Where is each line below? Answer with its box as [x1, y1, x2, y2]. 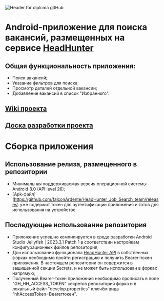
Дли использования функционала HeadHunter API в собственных [12, 249, 149, 255]
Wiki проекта [5, 105, 47, 113]
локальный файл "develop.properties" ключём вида [12, 286, 119, 292]
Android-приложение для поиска [5, 22, 147, 33]
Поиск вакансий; [12, 75, 48, 81]
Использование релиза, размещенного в [5, 160, 137, 169]
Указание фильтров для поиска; [12, 80, 79, 86]
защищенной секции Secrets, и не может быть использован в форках [12, 265, 157, 271]
